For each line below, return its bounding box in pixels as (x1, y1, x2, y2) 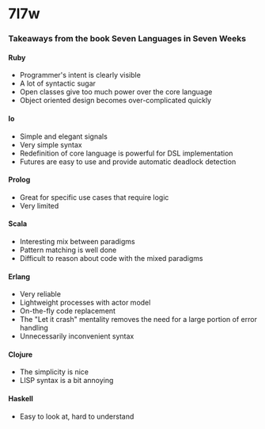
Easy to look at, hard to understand (19, 412, 134, 421)
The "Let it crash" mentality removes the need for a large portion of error (19, 315, 257, 324)
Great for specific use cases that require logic (19, 192, 169, 202)
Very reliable (19, 289, 62, 299)
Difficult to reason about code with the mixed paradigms (19, 253, 203, 262)
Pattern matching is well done (19, 245, 117, 255)
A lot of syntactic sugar (19, 79, 97, 88)
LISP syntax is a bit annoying (19, 376, 114, 385)
